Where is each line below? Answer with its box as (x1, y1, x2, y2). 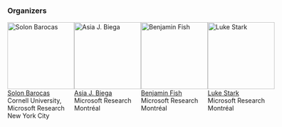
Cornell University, (7, 96, 62, 105)
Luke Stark (207, 88, 240, 98)
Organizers (7, 6, 47, 16)
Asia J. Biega (74, 88, 113, 98)
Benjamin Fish (141, 88, 183, 98)
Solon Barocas (7, 88, 51, 98)
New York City (7, 111, 50, 120)
